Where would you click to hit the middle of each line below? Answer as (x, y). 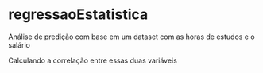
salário (19, 44)
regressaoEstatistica (78, 15)
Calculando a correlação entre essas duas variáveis (93, 60)
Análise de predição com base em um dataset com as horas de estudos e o (132, 36)
